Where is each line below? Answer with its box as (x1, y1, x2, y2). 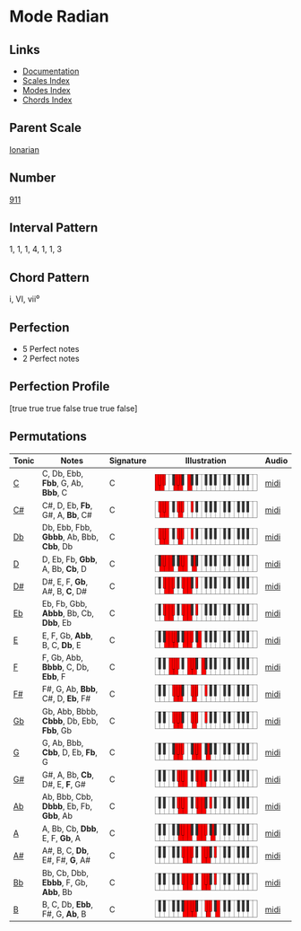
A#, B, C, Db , (41, 846, 90, 856)
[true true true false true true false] (9, 402, 138, 414)
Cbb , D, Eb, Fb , (41, 747, 99, 758)
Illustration (185, 455, 227, 466)
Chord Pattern (9, 269, 90, 285)
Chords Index (21, 94, 73, 105)
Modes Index (21, 85, 71, 95)
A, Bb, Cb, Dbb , (41, 823, 99, 834)
